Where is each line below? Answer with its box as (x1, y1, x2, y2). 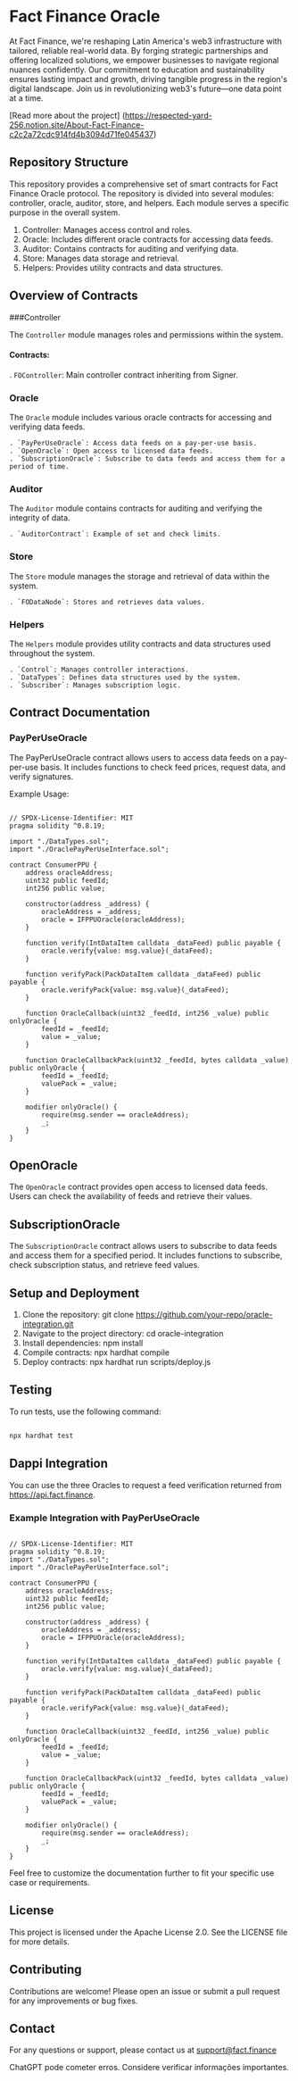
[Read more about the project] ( (9, 110, 126, 121)
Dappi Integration (9, 1456, 109, 1471)
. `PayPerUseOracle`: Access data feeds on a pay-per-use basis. (9, 439, 257, 448)
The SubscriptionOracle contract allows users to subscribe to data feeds (9, 1241, 277, 1252)
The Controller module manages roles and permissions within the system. (9, 329, 284, 340)
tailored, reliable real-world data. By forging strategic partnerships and (9, 45, 269, 55)
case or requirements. (9, 1877, 91, 1887)
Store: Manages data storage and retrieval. (21, 253, 180, 263)
